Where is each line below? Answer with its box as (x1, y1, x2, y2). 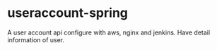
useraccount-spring (7, 5, 129, 21)
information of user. (7, 35, 65, 44)
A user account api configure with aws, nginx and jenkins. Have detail (7, 28, 211, 37)
